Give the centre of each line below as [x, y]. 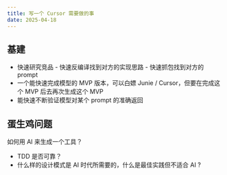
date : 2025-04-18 [32, 20]
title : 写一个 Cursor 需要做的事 [51, 13]
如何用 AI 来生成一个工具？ [45, 142]
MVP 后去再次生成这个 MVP [64, 92]
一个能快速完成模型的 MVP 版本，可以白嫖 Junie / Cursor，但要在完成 [116, 83]
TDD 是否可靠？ [39, 156]
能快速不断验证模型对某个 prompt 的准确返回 [80, 100]
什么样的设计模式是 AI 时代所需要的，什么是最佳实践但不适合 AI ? [109, 165]
